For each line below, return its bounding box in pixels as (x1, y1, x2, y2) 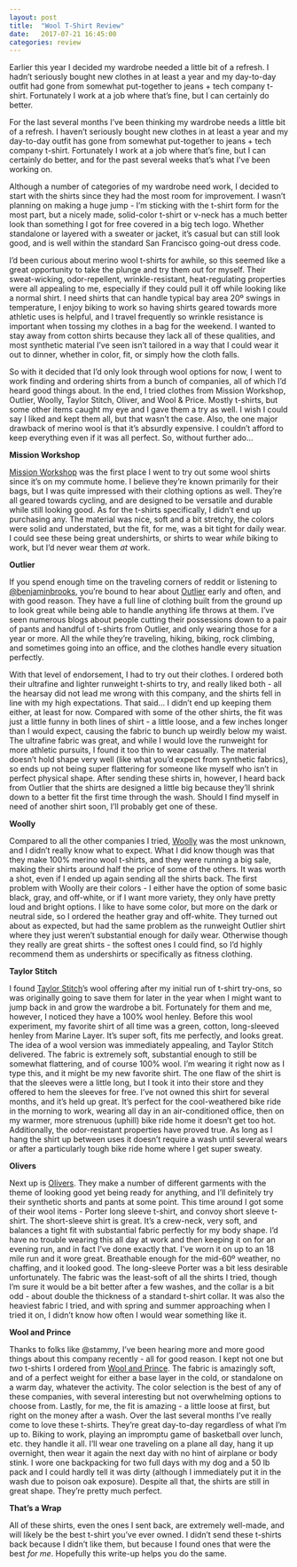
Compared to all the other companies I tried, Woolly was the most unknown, (9, 836, 286, 846)
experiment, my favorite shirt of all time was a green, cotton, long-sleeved (9, 1021, 279, 1032)
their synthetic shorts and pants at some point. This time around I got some (9, 1197, 284, 1208)
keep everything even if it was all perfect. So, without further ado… (9, 432, 254, 444)
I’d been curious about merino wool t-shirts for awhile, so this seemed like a (9, 255, 286, 266)
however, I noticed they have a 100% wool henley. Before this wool (9, 1012, 253, 1022)
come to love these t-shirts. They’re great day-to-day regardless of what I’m (9, 1420, 287, 1430)
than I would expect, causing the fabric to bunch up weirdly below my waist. (9, 726, 287, 736)
